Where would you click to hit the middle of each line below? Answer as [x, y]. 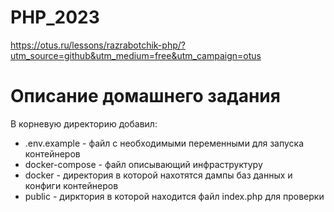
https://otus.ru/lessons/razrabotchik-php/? [98, 45]
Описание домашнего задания [145, 96]
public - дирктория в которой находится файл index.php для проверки [174, 196]
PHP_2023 [55, 17]
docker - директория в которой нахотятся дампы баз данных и [158, 175]
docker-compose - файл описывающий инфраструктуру [143, 164]
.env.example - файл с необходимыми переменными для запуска [164, 143]
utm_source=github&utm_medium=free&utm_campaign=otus [136, 55]
